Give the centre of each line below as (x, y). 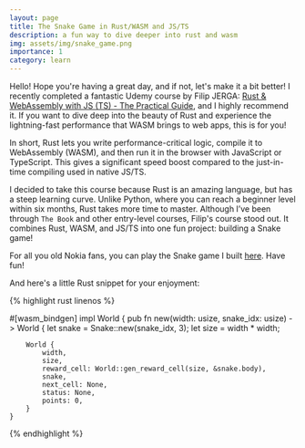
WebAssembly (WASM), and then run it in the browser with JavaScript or (146, 152)
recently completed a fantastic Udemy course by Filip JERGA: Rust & (138, 96)
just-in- (270, 162)
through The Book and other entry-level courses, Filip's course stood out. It (149, 219)
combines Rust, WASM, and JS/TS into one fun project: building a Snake (145, 228)
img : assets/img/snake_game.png (71, 43)
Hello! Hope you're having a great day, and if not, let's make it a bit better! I (150, 86)
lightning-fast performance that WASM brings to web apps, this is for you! (148, 125)
